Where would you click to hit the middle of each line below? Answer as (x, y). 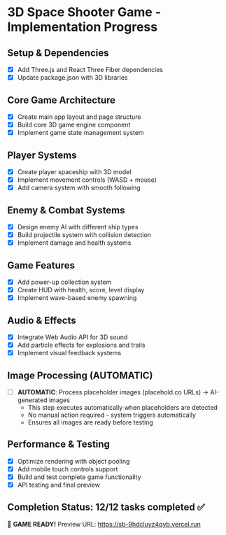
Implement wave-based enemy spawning (77, 298)
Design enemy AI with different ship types (78, 227)
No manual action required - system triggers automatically (112, 415)
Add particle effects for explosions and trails (81, 345)
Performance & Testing (59, 444)
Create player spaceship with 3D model (74, 171)
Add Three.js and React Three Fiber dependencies (90, 70)
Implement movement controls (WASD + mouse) (87, 180)
